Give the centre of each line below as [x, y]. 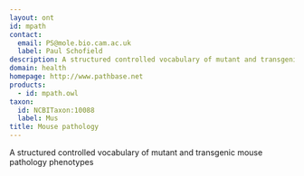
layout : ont [32, 18]
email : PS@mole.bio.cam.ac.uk [74, 43]
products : [28, 85]
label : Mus [38, 118]
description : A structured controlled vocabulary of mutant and [133, 60]
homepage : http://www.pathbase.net [76, 77]
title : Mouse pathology [54, 127]
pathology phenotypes [52, 162]
